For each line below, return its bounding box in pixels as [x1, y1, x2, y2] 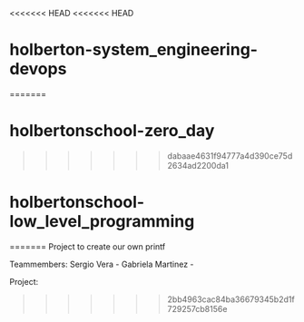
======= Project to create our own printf [9, 240, 166, 252]
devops [9, 59, 67, 80]
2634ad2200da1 [167, 160, 230, 171]
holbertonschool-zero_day [9, 121, 215, 141]
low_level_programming [9, 211, 195, 232]
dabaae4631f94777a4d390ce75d [167, 150, 293, 161]
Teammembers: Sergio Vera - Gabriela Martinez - [9, 259, 194, 269]
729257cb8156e [167, 303, 228, 314]
